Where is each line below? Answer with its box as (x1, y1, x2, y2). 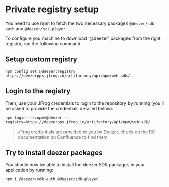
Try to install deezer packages (5, 148, 103, 157)
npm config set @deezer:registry (5, 69, 76, 74)
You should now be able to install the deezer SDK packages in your (5, 162, 145, 168)
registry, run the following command (5, 40, 81, 46)
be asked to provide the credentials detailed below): (5, 105, 114, 111)
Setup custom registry (5, 55, 77, 64)
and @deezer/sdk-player (15, 25, 66, 31)
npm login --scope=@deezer (5, 115, 62, 120)
